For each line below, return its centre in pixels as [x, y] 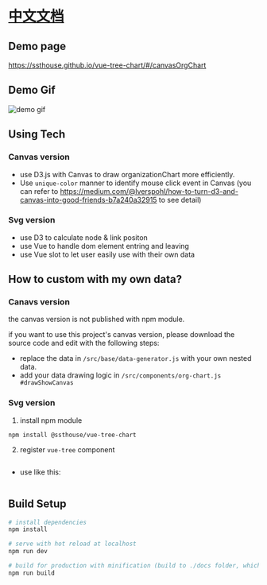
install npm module [51, 420]
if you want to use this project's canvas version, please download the [122, 335]
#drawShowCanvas [46, 383]
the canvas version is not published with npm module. [97, 320]
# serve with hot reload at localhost [72, 544]
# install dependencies [48, 522]
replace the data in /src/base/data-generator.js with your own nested [135, 358]
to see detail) [180, 200]
